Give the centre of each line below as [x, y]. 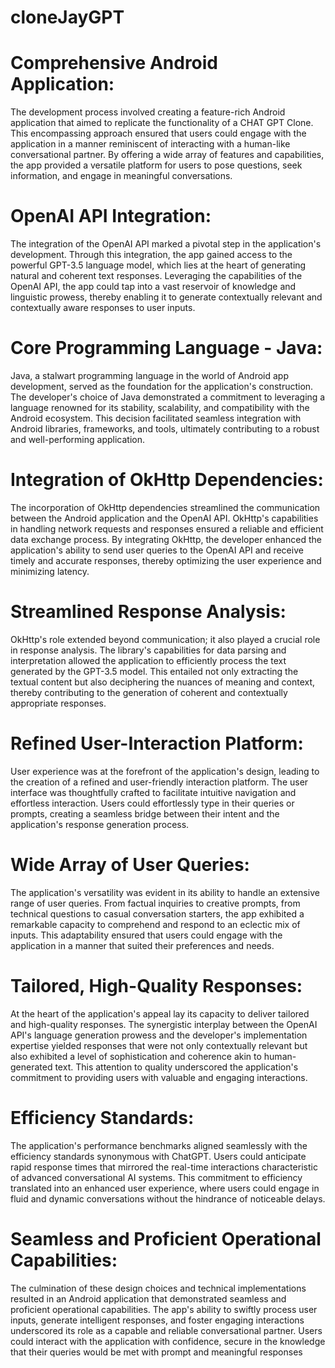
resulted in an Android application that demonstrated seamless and [148, 1298]
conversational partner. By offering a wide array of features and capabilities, [167, 155]
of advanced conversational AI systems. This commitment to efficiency [156, 1177]
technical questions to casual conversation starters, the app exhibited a [157, 913]
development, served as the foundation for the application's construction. [162, 386]
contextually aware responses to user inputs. [103, 308]
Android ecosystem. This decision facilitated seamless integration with [156, 418]
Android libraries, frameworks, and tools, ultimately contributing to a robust [165, 429]
